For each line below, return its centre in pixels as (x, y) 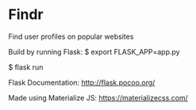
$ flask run (26, 67)
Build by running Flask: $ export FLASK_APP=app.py (94, 51)
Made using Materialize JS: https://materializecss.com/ (98, 97)
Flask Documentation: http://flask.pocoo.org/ (82, 82)
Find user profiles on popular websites (71, 36)
